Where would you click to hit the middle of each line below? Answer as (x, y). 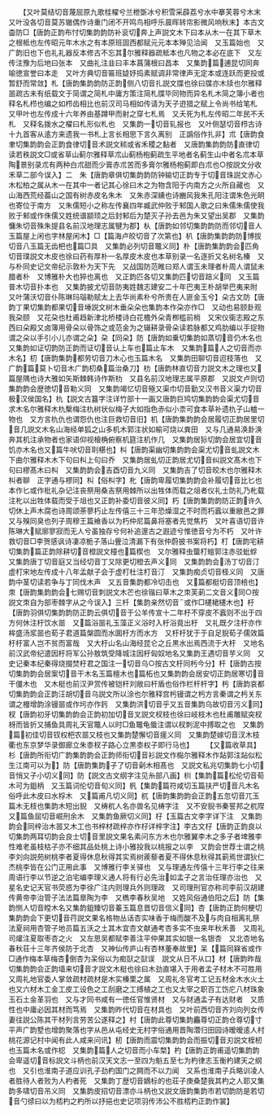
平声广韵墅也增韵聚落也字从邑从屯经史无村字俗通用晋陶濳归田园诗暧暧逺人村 (136, 1030)
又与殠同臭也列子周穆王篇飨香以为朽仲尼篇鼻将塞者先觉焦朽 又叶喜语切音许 (136, 521)
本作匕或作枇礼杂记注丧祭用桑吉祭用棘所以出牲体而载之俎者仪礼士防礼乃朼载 (136, 490)
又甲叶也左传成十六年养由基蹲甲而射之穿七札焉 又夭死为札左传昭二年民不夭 (136, 114)
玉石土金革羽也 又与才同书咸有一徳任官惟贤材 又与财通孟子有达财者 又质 (136, 999)
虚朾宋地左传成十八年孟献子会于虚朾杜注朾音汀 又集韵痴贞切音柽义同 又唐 (136, 572)
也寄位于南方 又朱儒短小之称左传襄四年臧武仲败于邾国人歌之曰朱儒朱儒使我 (136, 205)
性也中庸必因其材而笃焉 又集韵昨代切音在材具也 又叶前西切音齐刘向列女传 (136, 1009)
